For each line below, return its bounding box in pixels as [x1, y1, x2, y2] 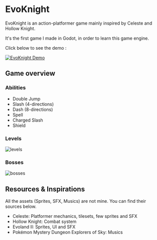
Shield [12, 122, 26, 129]
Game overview [5, 69, 56, 78]
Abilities [5, 84, 26, 91]
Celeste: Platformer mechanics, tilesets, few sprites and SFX [12, 213, 138, 219]
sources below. [5, 203, 37, 209]
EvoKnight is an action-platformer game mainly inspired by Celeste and [5, 20, 152, 26]
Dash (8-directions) [12, 106, 53, 112]
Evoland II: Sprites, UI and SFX [12, 224, 76, 230]
